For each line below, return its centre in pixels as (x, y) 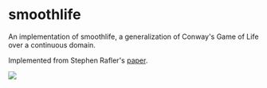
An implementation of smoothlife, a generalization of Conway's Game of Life (133, 36)
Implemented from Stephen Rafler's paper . (78, 60)
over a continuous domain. (52, 44)
